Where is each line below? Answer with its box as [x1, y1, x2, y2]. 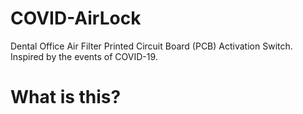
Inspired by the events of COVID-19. [10, 50, 158, 62]
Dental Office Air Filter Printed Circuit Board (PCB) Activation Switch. [10, 40, 293, 52]
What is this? [10, 86, 122, 109]
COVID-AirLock [10, 7, 142, 30]
